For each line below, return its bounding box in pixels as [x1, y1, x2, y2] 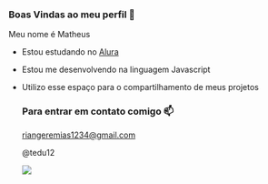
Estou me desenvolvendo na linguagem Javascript [21, 64, 211, 76]
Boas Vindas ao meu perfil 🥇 [8, 8, 135, 21]
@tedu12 [21, 147, 55, 158]
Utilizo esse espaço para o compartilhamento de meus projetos [21, 82, 260, 93]
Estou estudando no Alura [21, 46, 119, 57]
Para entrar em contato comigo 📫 [21, 105, 174, 118]
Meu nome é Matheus [8, 29, 91, 40]
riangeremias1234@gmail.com [21, 129, 136, 140]
